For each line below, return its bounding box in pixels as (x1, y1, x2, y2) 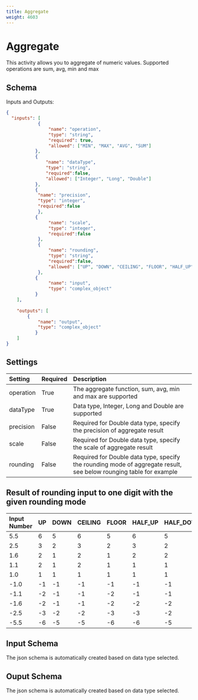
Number (9, 522, 32, 530)
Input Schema (6, 638, 58, 649)
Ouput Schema (6, 671, 62, 681)
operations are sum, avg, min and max (6, 66, 99, 73)
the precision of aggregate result (72, 426, 164, 434)
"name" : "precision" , (37, 192, 91, 198)
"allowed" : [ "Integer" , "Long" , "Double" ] (45, 176, 151, 182)
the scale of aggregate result (72, 443, 153, 451)
